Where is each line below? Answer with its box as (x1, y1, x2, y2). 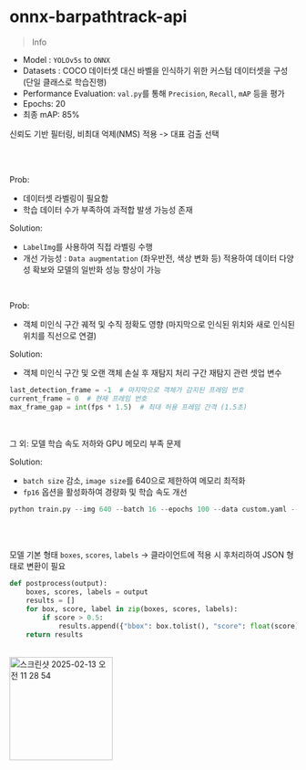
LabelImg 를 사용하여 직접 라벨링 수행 (22, 241, 153, 252)
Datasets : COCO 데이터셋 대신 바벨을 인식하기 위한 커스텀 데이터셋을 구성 (22, 65, 289, 76)
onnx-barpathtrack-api (9, 6, 188, 27)
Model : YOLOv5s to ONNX (22, 54, 111, 65)
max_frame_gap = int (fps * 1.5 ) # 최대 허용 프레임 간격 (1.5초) (9, 402, 248, 411)
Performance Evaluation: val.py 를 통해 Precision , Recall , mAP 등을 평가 (22, 88, 285, 99)
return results (25, 630, 84, 640)
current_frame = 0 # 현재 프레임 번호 (9, 394, 148, 403)
